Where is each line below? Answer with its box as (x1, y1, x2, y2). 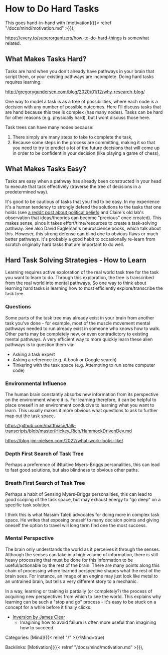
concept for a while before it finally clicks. (5, 604, 92, 610)
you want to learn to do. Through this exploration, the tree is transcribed (5, 275, 154, 281)
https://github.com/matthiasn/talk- (5, 422, 76, 428)
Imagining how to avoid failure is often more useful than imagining (20, 619, 156, 625)
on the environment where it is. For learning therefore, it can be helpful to (5, 397, 156, 403)
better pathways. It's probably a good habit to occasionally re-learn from (5, 236, 155, 242)
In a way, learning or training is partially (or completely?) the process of (5, 588, 152, 594)
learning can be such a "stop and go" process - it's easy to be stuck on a (5, 599, 156, 605)
